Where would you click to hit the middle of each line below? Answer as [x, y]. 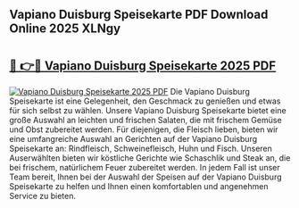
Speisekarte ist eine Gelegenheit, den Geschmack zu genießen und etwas [145, 101]
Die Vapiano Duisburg [210, 92]
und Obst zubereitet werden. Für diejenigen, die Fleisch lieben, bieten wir [144, 129]
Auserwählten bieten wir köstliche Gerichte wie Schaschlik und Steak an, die [150, 158]
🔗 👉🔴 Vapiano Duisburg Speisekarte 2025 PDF [143, 66]
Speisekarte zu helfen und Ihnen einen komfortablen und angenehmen [139, 186]
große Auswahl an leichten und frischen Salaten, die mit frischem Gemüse [146, 120]
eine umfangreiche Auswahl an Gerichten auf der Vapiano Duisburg [133, 139]
